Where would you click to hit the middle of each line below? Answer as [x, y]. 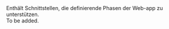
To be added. [22, 21]
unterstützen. [23, 14]
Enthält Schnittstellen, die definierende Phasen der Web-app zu [84, 8]
